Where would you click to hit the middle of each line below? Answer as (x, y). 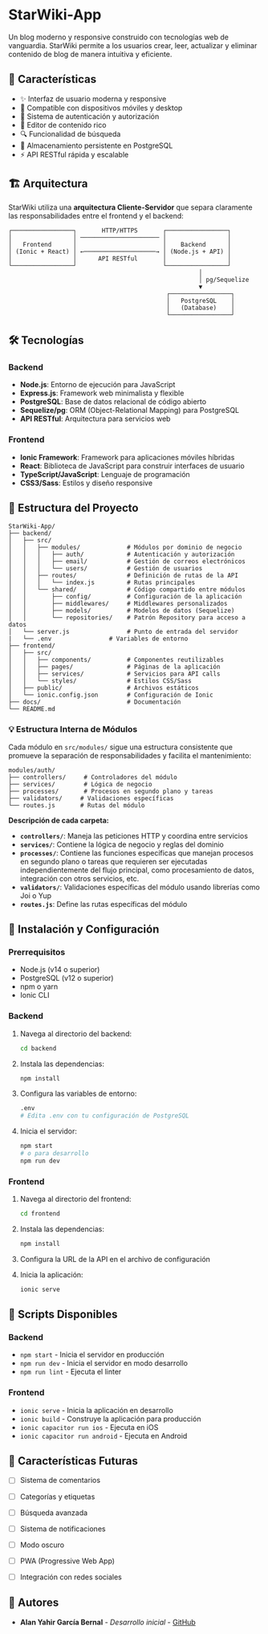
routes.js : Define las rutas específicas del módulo (104, 904)
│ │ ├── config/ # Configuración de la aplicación (125, 597)
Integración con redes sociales (71, 1577)
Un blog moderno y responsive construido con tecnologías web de (119, 37)
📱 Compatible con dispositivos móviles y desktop (101, 108)
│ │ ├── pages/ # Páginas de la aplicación (114, 667)
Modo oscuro (42, 1545)
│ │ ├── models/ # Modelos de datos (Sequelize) (122, 611)
